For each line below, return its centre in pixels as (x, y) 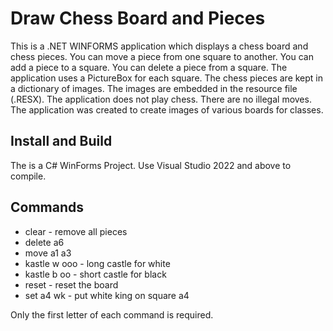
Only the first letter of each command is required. (112, 314)
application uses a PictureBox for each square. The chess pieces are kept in (167, 78)
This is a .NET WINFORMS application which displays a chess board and (159, 46)
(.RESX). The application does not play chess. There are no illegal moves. (161, 99)
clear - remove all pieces (76, 231)
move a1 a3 (48, 253)
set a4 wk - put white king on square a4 (107, 295)
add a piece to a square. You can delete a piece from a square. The (149, 67)
